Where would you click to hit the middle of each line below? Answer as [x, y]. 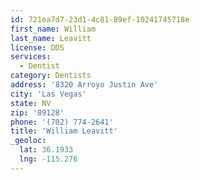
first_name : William [53, 29]
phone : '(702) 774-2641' [62, 122]
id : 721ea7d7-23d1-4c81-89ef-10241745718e [100, 19]
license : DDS [37, 47]
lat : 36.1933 [46, 150]
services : [31, 57]
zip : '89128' [37, 112]
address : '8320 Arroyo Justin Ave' [84, 85]
